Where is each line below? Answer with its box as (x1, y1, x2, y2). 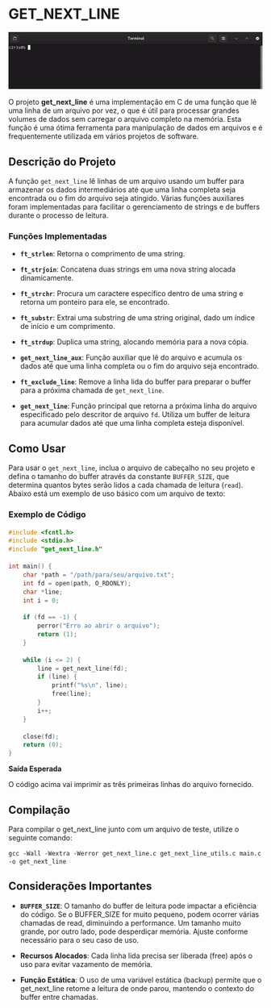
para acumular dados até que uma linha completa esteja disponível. (19, 419, 244, 428)
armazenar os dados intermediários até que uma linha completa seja (8, 185, 236, 194)
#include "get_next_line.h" (8, 545, 103, 553)
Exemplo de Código (8, 509, 86, 520)
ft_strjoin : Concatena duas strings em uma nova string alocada (19, 264, 236, 274)
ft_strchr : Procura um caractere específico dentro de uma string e (19, 289, 244, 298)
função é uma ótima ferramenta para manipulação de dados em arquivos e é (8, 123, 263, 133)
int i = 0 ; (23, 596, 60, 605)
